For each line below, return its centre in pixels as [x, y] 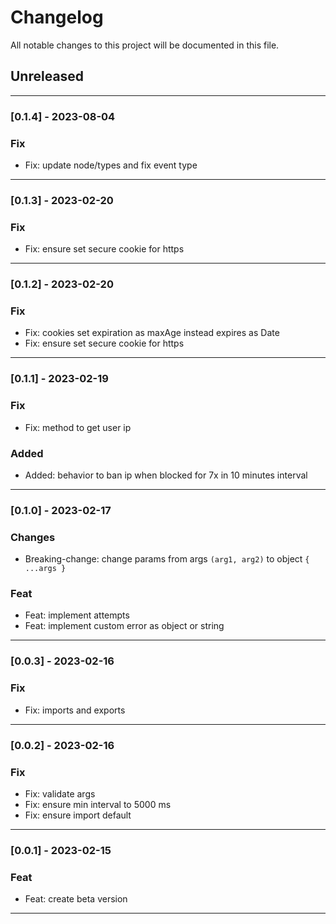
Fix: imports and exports [75, 710]
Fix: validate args [60, 793]
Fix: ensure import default [78, 815]
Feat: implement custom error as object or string [124, 626]
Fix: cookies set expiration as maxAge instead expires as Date [152, 333]
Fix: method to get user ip [78, 427]
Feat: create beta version [76, 899]
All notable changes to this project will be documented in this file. [145, 45]
